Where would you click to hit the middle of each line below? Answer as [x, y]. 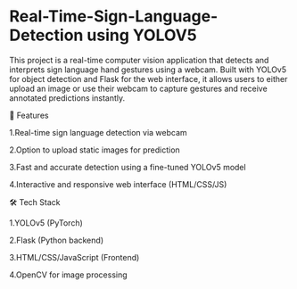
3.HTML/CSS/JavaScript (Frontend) [74, 257]
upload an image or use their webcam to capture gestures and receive [138, 88]
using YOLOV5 [142, 35]
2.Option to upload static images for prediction [95, 150]
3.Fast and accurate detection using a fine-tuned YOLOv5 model [128, 167]
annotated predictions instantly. [67, 98]
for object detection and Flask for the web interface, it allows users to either [148, 78]
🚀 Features [29, 115]
